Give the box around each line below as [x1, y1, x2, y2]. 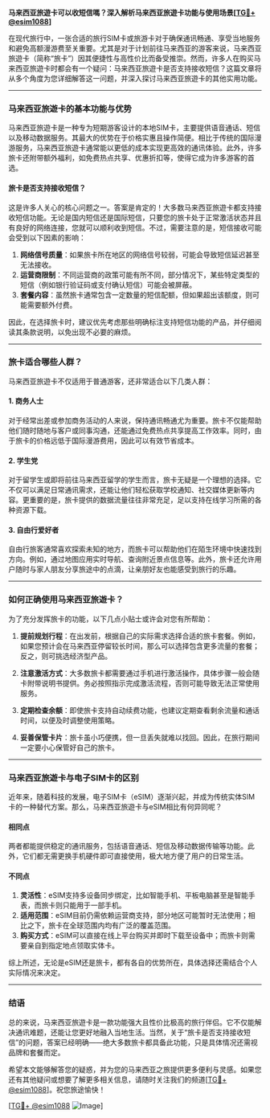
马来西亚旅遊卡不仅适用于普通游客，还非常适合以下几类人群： [8, 376, 213, 386]
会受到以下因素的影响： [8, 232, 86, 242]
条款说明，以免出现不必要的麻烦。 [22, 327, 135, 337]
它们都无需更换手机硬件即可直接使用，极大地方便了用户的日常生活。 [22, 851, 247, 861]
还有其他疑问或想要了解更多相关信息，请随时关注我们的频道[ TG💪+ [8, 1075, 227, 1084]
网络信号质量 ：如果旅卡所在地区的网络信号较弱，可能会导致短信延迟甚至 [19, 249, 260, 260]
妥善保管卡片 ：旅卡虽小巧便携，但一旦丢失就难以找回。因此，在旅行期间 [19, 732, 260, 742]
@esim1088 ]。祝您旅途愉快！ [8, 1084, 106, 1094]
